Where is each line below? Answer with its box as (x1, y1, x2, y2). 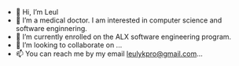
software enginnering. (15, 24, 88, 33)
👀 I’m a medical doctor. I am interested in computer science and (15, 16, 222, 25)
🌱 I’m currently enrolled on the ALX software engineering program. (15, 32, 232, 41)
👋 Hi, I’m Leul (15, 8, 59, 16)
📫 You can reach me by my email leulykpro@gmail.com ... (15, 49, 203, 58)
